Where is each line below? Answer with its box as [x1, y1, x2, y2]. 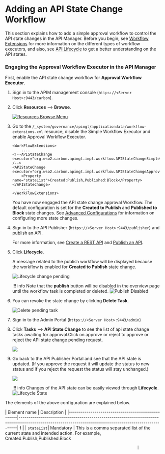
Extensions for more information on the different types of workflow [5, 40, 140, 46]
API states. [5, 51, 27, 57]
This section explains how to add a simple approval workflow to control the [5, 30, 157, 36]
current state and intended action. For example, [5, 430, 102, 436]
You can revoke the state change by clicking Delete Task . [12, 298, 129, 304]
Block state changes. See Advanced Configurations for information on [12, 210, 155, 216]
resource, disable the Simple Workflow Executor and [44, 129, 151, 135]
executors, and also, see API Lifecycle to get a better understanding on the [5, 46, 156, 52]
